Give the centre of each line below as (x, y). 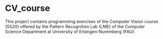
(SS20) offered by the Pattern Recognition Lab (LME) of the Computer (75, 26)
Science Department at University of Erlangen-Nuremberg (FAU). (70, 31)
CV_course (27, 8)
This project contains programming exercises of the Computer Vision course (82, 21)
